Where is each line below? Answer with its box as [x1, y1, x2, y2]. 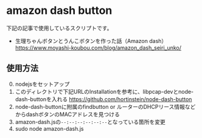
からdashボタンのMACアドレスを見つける [15, 110, 120, 118]
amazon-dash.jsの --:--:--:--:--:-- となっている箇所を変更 [15, 118, 165, 125]
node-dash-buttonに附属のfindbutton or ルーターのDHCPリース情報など [15, 103, 196, 110]
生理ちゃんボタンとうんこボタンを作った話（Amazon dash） [15, 37, 167, 44]
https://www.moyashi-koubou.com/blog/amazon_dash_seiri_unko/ [15, 44, 181, 51]
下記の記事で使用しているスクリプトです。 [6, 24, 113, 31]
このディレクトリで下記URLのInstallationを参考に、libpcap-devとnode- [15, 88, 194, 95]
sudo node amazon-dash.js [15, 125, 84, 132]
